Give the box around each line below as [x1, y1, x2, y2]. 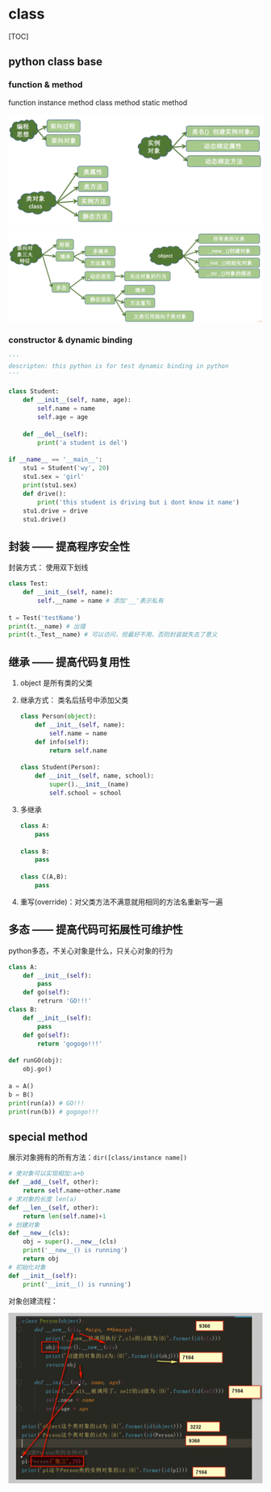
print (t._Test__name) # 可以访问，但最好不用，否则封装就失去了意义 [8, 631, 218, 639]
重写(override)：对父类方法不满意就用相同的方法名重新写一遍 [19, 897, 223, 907]
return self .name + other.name [23, 1187, 121, 1195]
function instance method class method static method [8, 98, 188, 107]
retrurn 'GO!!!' [37, 997, 92, 1005]
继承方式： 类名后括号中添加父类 [19, 695, 129, 705]
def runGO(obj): [8, 1057, 63, 1065]
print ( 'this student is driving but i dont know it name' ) [37, 498, 240, 506]
